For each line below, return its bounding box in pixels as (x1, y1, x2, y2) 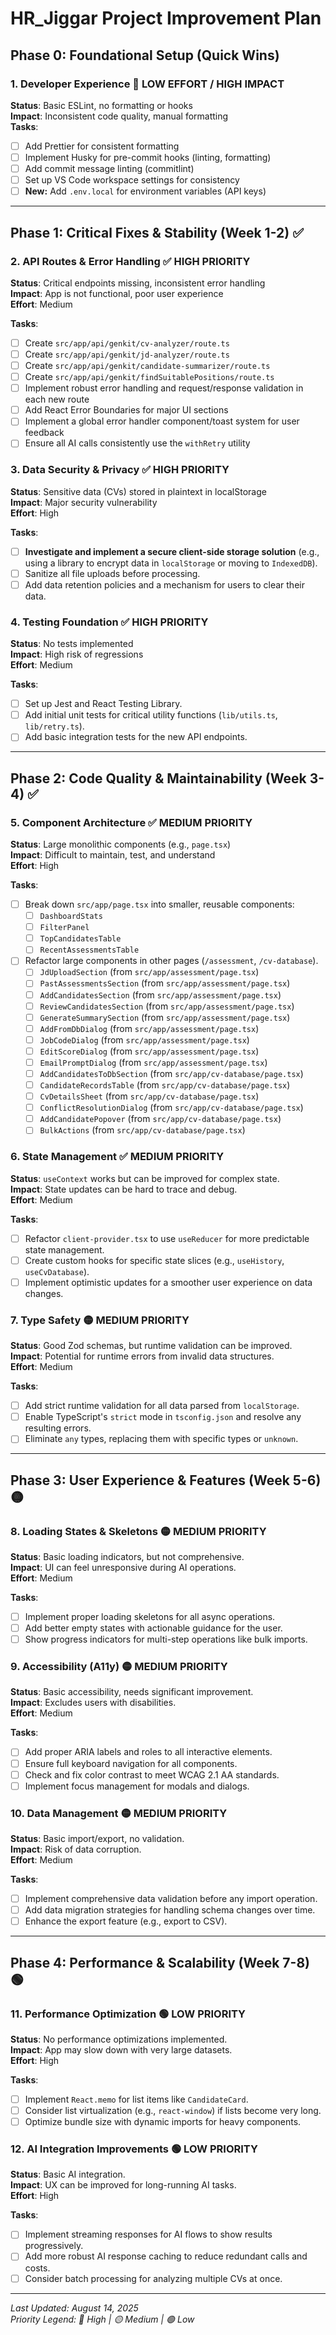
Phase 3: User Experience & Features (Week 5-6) (10, 1472, 322, 1489)
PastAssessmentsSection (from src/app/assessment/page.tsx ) (39, 977, 291, 989)
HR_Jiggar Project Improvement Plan (10, 7, 322, 30)
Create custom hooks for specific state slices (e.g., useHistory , (24, 1254, 285, 1266)
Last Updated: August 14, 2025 (10, 2302, 139, 2314)
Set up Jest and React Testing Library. (24, 698, 183, 710)
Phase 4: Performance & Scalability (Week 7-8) (10, 1954, 310, 1971)
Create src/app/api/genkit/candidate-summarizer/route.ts (24, 360, 271, 371)
